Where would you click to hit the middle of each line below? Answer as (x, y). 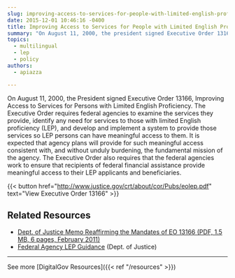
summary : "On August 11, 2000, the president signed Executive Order (111, 33)
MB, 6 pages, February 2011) (58, 240)
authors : (20, 66)
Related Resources (49, 215)
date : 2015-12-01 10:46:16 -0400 (56, 20)
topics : (19, 40)
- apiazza (28, 72)
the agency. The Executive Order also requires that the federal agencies (111, 157)
